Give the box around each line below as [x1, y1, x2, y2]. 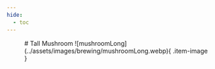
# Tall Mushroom [24, 39, 74, 47]
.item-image [172, 46, 208, 55]
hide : [6, 11, 23, 18]
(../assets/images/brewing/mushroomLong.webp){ [24, 46, 171, 55]
